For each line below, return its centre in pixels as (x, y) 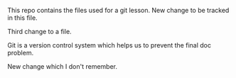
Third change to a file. (40, 32)
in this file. (22, 18)
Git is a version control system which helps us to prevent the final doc (109, 45)
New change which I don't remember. (62, 66)
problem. (21, 53)
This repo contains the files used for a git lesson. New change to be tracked (118, 10)
